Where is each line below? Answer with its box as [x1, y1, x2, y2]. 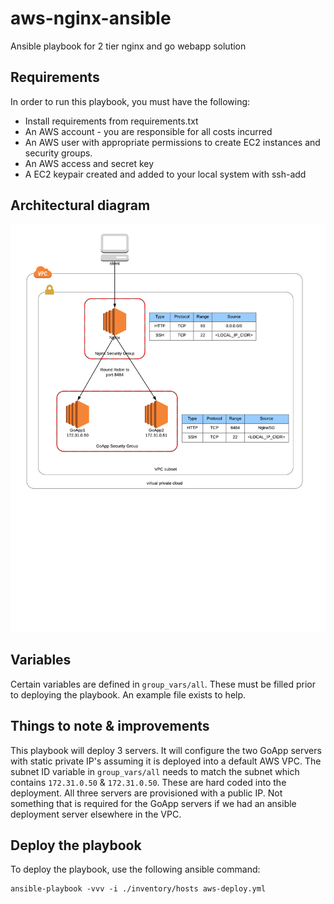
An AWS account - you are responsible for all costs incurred [24, 125, 273, 137]
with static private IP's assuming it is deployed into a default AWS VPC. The [10, 755, 322, 767]
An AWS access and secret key [24, 157, 155, 169]
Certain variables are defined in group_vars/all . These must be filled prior [10, 678, 316, 690]
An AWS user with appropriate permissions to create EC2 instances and [24, 136, 321, 148]
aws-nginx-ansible [10, 7, 172, 30]
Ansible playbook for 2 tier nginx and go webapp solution [10, 40, 247, 52]
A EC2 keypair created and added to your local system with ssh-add [24, 168, 307, 180]
